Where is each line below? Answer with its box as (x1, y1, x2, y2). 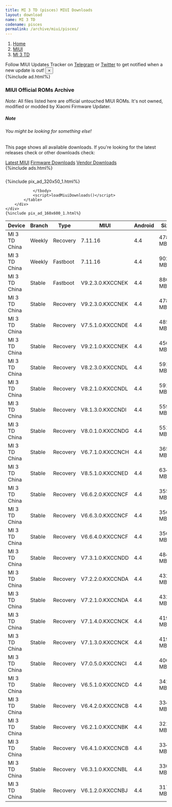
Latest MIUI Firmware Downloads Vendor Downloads (5, 159, 117, 166)
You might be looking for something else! (5, 128, 92, 134)
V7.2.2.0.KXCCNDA (81, 575, 129, 582)
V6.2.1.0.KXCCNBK (81, 723, 128, 731)
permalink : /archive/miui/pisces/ (5, 27, 79, 32)
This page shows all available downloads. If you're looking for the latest (5, 144, 156, 150)
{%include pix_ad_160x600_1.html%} (5, 211, 81, 216)
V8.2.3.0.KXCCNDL (81, 364, 128, 371)
